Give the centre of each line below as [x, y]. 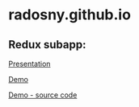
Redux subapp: [47, 45]
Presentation [29, 64]
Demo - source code [43, 95]
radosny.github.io [70, 15]
